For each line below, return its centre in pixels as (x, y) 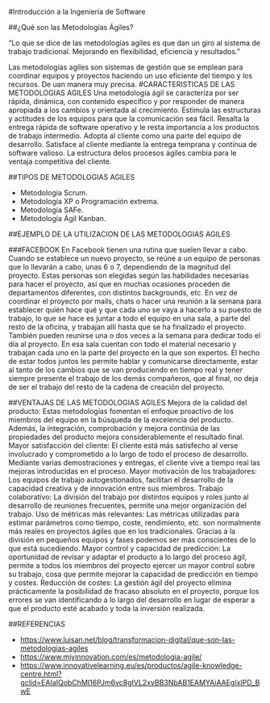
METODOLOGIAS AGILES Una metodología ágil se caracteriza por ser (124, 93)
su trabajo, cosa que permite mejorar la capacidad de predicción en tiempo (133, 574)
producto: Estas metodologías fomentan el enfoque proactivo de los (121, 411)
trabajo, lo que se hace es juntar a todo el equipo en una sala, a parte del (129, 318)
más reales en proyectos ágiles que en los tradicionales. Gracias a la (122, 531)
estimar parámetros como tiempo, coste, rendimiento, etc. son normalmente (135, 523)
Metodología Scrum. (54, 192)
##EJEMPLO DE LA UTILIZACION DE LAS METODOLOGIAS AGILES (120, 234)
